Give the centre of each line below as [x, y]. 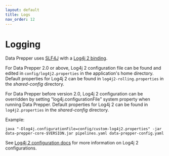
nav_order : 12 [20, 19]
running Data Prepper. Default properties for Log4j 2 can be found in [77, 105]
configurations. [21, 148]
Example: [15, 120]
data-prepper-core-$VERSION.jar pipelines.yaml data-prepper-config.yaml [85, 134]
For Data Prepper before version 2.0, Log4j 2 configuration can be [74, 94]
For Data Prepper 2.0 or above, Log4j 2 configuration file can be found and [83, 68]
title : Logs [18, 15]
